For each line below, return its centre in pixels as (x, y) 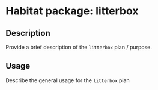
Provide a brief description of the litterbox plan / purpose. (79, 47)
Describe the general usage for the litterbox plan (68, 80)
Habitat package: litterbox (72, 11)
